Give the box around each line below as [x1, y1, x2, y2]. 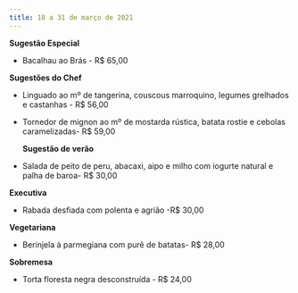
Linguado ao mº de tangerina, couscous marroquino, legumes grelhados [21, 89, 290, 100]
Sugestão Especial [9, 38, 80, 48]
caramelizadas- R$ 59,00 [21, 126, 116, 137]
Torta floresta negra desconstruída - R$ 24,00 [21, 273, 192, 284]
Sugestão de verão [21, 143, 95, 154]
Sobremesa [9, 256, 54, 267]
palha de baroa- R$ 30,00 [21, 170, 118, 180]
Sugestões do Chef [9, 72, 82, 83]
